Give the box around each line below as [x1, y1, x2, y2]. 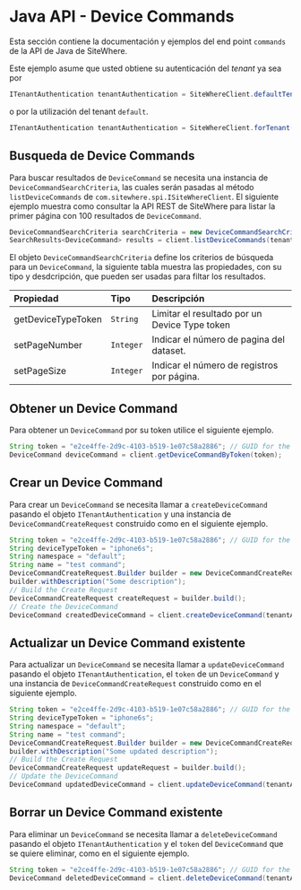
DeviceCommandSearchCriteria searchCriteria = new [9, 227, 202, 237]
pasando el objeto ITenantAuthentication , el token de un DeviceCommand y [9, 668, 279, 679]
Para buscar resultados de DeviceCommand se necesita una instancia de [9, 172, 269, 183]
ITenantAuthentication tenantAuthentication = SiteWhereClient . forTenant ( [9, 123, 295, 132]
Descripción [151, 292, 205, 305]
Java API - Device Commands [9, 6, 235, 27]
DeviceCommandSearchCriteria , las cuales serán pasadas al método [9, 181, 254, 192]
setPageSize [13, 365, 67, 378]
